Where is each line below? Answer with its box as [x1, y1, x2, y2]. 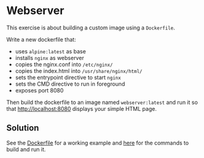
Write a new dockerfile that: [6, 36, 77, 43]
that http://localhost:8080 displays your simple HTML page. [6, 105, 157, 112]
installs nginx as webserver [15, 54, 85, 61]
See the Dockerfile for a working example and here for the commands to [6, 139, 189, 146]
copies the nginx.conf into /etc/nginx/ [15, 61, 113, 68]
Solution [6, 123, 39, 134]
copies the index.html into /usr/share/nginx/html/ [15, 67, 143, 74]
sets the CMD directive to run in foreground [15, 80, 126, 88]
